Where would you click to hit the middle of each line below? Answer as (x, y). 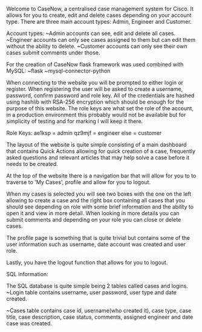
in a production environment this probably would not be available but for (96, 115)
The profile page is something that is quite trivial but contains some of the (98, 238)
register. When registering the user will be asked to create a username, (95, 89)
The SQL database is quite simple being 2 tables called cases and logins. (97, 286)
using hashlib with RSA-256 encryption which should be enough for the (95, 102)
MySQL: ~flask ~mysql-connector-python (58, 71)
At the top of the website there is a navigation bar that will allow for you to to (101, 176)
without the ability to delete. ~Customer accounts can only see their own (97, 46)
